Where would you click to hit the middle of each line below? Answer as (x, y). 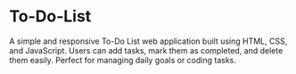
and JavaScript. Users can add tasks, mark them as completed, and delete (146, 50)
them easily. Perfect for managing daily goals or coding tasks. (123, 60)
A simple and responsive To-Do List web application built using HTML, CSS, (148, 41)
